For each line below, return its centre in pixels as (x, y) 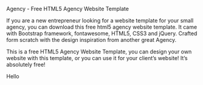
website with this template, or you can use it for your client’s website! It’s (97, 58)
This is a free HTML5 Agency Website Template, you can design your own (99, 52)
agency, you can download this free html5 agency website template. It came (102, 27)
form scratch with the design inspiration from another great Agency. (91, 40)
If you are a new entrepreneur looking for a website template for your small (100, 20)
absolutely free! (26, 64)
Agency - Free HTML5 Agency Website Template (68, 9)
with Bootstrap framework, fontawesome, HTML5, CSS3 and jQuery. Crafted (102, 33)
